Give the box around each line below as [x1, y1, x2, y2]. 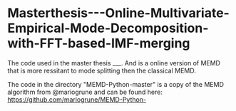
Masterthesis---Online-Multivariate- [7, 5, 230, 21]
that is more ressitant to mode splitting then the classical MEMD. [7, 66, 196, 75]
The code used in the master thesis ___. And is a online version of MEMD [7, 58, 221, 67]
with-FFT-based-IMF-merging [7, 36, 190, 51]
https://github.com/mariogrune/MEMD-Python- [7, 95, 147, 104]
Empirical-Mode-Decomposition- [7, 20, 209, 36]
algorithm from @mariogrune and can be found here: [7, 88, 163, 96]
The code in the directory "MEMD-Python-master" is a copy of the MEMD [7, 80, 225, 88]
